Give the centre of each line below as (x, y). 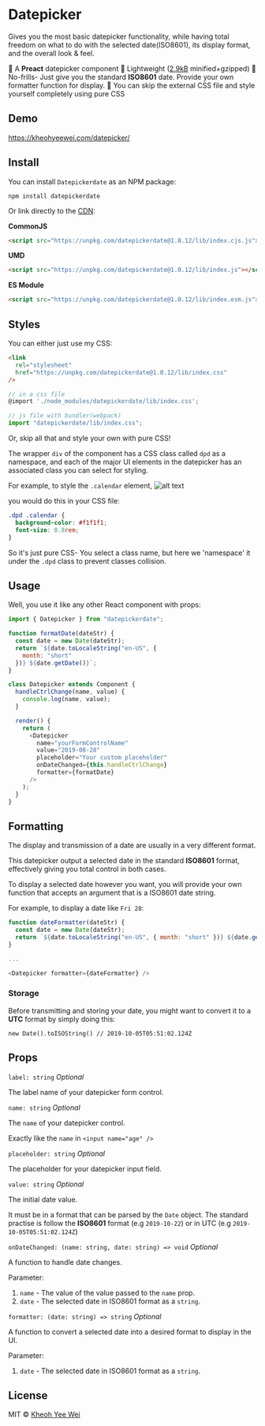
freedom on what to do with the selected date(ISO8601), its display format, (129, 44)
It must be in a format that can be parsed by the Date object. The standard (128, 1214)
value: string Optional (46, 1184)
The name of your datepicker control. (67, 1122)
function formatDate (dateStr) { (61, 634)
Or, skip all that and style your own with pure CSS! (90, 438)
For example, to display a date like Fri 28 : (76, 908)
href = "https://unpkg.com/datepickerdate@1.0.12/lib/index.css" (121, 372)
